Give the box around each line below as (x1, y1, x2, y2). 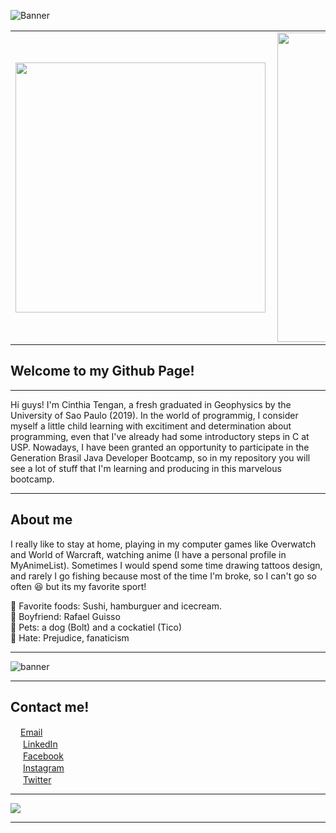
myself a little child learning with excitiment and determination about (10, 420, 292, 432)
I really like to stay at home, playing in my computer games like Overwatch (10, 538, 317, 550)
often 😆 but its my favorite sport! (10, 580, 147, 592)
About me (10, 511, 73, 529)
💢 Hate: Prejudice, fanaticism (10, 631, 130, 644)
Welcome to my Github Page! (10, 363, 195, 380)
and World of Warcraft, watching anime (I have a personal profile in (10, 548, 287, 560)
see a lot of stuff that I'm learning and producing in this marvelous (10, 462, 282, 474)
